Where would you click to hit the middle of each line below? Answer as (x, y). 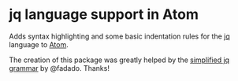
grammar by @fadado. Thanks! (59, 68)
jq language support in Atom (104, 15)
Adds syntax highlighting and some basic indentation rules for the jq (120, 36)
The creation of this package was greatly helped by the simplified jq (119, 60)
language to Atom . (39, 44)
